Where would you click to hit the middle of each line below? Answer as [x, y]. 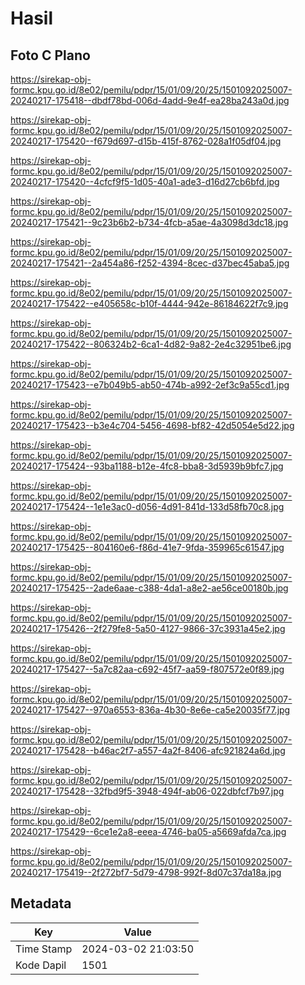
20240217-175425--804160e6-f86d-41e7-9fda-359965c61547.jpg [147, 547]
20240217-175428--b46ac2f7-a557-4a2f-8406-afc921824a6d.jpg [148, 750]
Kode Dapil [41, 965]
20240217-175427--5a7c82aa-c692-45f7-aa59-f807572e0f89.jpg [147, 669]
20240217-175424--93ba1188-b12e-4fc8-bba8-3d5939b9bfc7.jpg [147, 466]
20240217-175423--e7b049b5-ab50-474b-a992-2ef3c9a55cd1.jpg [150, 385]
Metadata [41, 903]
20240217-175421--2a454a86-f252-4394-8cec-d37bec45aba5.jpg [150, 263]
